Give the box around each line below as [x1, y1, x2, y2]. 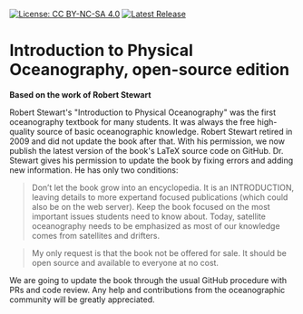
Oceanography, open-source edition [9, 60, 290, 81]
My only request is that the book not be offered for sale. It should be [31, 247, 288, 258]
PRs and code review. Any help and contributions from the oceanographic [9, 284, 286, 295]
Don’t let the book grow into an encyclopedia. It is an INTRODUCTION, [31, 182, 295, 193]
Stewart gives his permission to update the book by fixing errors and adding [9, 155, 293, 166]
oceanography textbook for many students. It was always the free [9, 116, 256, 127]
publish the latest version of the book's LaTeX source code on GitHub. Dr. [9, 145, 284, 156]
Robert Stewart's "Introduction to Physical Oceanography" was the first [9, 107, 277, 118]
